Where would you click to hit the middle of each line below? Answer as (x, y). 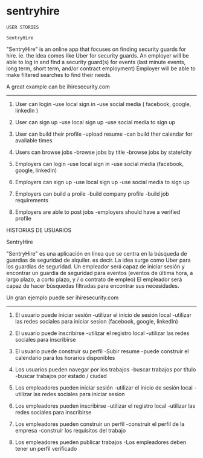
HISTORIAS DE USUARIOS (39, 230)
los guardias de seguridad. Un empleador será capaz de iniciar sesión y (96, 266)
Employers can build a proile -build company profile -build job (92, 194)
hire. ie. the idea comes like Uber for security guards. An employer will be (98, 55)
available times (34, 140)
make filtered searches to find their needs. (59, 75)
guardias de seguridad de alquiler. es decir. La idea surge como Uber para (99, 260)
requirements (31, 200)
